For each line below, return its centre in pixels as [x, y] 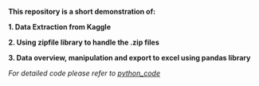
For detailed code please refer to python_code [84, 73]
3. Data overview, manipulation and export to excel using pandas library [129, 58]
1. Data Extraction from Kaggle [60, 27]
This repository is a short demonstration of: [82, 12]
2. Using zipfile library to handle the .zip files [84, 42]
